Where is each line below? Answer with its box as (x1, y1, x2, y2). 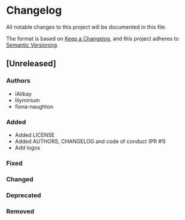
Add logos (14, 144, 41, 151)
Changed (6, 175, 34, 183)
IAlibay (14, 90, 32, 97)
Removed (6, 207, 35, 215)
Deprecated (6, 191, 42, 199)
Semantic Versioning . (6, 41, 58, 48)
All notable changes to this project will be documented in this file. (6, 23, 167, 30)
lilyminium (14, 96, 40, 103)
